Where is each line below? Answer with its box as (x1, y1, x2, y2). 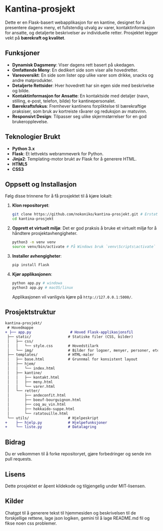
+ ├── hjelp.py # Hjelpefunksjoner (5, 420, 108, 425)
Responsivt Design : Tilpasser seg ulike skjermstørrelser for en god (12, 113, 147, 119)
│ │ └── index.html (7, 366, 55, 371)
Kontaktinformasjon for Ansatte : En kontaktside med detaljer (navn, (12, 93, 149, 99)
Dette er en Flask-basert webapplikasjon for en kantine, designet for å (5, 19, 145, 25)
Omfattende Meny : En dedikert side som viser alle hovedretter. (12, 67, 139, 73)
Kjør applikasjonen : (12, 271, 52, 277)
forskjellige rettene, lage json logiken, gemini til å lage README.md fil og (5, 515, 150, 521)
